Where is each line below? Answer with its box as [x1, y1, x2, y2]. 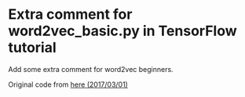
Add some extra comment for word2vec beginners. [8, 64, 174, 74]
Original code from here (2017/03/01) [8, 80, 128, 89]
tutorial [8, 39, 57, 56]
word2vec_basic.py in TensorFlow [8, 22, 237, 40]
